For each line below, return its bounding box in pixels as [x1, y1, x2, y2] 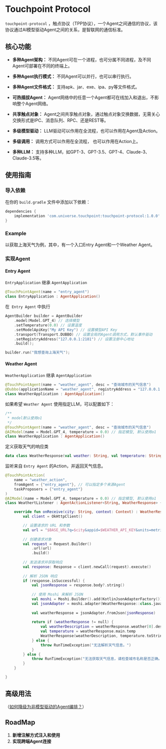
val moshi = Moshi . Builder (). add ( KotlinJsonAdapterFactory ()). [31, 597, 165, 602]
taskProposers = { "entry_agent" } [14, 487, 83, 492]
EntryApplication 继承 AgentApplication [5, 280, 87, 286]
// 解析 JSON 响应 [23, 573, 58, 579]
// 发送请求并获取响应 [23, 560, 63, 565]
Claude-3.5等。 [12, 155, 44, 161]
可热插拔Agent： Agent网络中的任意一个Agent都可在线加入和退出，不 [12, 94, 155, 100]
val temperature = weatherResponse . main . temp [40, 629, 136, 634]
